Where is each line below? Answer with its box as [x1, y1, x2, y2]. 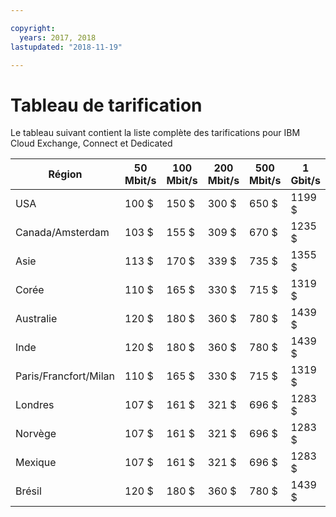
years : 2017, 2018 [19, 32, 97, 43]
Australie [15, 312, 58, 326]
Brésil [15, 484, 42, 498]
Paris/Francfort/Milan [15, 369, 116, 383]
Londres [15, 398, 55, 412]
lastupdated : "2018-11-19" [10, 42, 123, 52]
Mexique [15, 456, 57, 470]
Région [48, 167, 83, 181]
